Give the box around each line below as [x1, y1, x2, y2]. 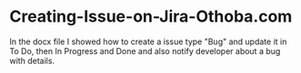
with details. [9, 55, 55, 66]
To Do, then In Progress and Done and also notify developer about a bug [9, 45, 281, 56]
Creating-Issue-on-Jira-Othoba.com [9, 6, 293, 27]
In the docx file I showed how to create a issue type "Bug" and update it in [9, 36, 287, 47]
